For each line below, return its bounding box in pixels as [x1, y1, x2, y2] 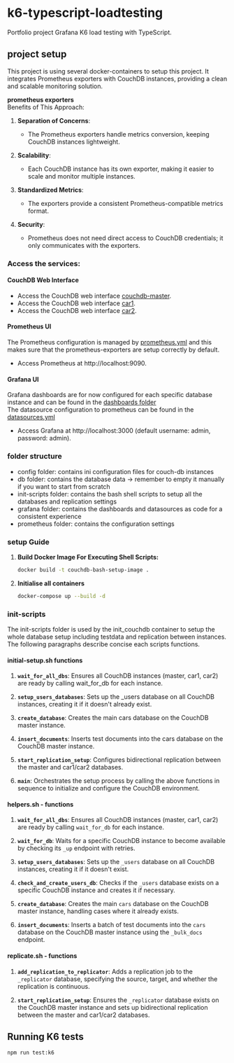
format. [27, 207, 49, 215]
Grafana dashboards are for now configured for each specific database [7, 391, 213, 399]
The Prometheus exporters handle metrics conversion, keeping [27, 130, 210, 138]
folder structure [7, 452, 63, 461]
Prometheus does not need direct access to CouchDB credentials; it [27, 233, 224, 242]
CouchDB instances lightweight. [27, 137, 120, 146]
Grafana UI [7, 375, 39, 383]
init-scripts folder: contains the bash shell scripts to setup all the [17, 489, 203, 498]
